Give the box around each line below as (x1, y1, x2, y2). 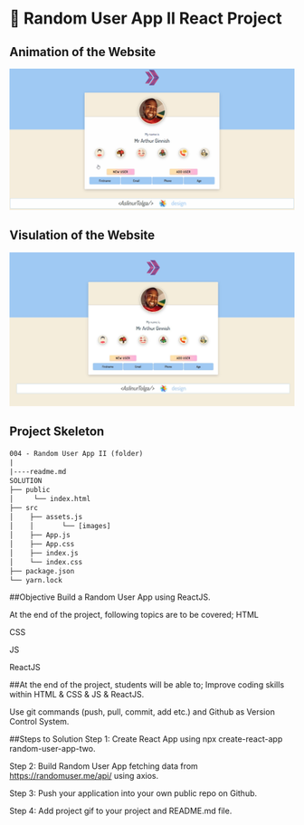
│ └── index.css (9, 557, 83, 566)
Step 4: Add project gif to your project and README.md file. (9, 805, 233, 816)
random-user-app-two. (9, 743, 96, 754)
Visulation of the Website (9, 228, 156, 243)
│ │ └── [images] (9, 521, 111, 530)
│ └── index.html (9, 494, 91, 503)
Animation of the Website (9, 44, 157, 60)
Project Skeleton (9, 424, 105, 440)
